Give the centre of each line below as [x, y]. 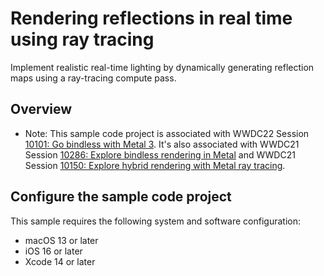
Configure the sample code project [121, 197]
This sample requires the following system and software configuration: [155, 221]
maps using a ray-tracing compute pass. [93, 78]
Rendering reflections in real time [151, 18]
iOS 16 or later [53, 251]
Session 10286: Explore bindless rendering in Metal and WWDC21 [160, 154]
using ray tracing [82, 39]
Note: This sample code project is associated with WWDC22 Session [167, 133]
